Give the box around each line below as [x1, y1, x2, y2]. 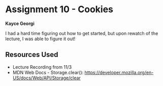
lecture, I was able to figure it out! [5, 36, 76, 42]
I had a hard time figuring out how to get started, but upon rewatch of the [5, 30, 158, 36]
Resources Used [5, 50, 58, 59]
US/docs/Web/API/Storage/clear [12, 75, 81, 81]
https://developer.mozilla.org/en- [84, 69, 154, 75]
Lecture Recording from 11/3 [12, 64, 72, 70]
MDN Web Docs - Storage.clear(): [12, 69, 84, 75]
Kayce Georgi [5, 20, 35, 26]
